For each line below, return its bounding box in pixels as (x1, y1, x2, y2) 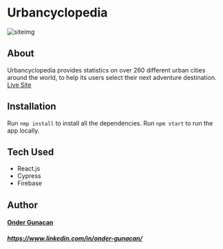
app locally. (7, 126, 40, 135)
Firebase (17, 179, 43, 188)
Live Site (7, 81, 32, 89)
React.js (17, 164, 41, 173)
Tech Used (7, 146, 54, 158)
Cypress (17, 172, 41, 180)
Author (7, 199, 38, 211)
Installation (7, 101, 56, 112)
